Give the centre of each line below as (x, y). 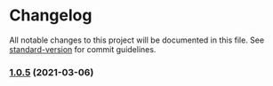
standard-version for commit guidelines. (83, 49)
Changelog (51, 16)
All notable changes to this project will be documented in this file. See (137, 40)
